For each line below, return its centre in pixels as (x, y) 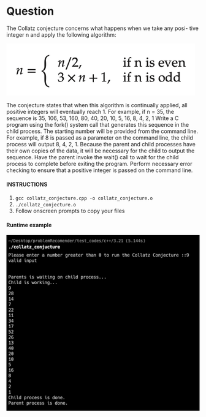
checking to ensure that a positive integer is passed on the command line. (100, 170)
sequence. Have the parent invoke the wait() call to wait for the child (93, 157)
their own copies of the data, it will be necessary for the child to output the (101, 151)
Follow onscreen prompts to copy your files (70, 211)
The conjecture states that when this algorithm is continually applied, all (97, 105)
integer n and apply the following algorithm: (61, 34)
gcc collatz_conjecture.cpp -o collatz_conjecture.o (84, 198)
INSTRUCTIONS (27, 184)
